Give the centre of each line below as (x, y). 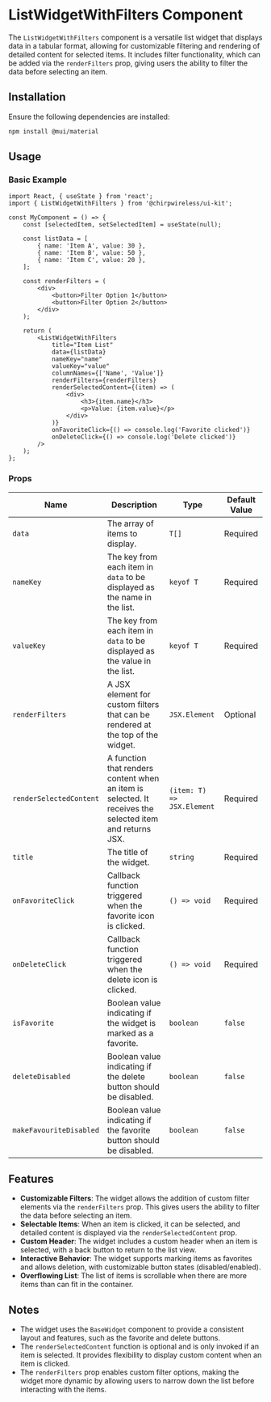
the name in (129, 597)
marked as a (130, 1033)
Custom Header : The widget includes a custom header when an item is (139, 1241)
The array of (131, 523)
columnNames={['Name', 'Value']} (107, 374)
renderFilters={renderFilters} (104, 381)
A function (127, 758)
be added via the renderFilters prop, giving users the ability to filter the (128, 63)
